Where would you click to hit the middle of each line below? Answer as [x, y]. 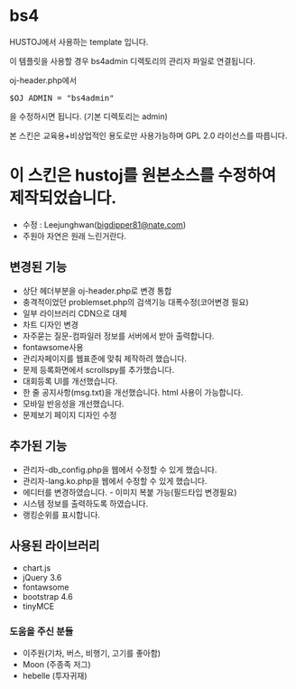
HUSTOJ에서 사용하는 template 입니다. [79, 42]
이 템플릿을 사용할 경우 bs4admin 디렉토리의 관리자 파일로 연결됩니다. [132, 61]
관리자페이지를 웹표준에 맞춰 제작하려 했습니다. [105, 358]
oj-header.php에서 [43, 80]
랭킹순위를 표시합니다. [61, 515]
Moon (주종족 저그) [56, 664]
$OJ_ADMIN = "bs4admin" [62, 98]
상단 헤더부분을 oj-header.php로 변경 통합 [97, 291]
